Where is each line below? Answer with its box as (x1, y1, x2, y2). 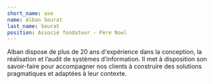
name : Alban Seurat (7, 16, 63, 23)
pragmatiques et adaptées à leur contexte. (7, 70, 127, 78)
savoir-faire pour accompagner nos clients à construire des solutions (7, 62, 202, 70)
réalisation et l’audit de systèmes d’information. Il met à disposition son (7, 55, 207, 64)
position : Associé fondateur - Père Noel (7, 29, 128, 36)
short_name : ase (7, 10, 53, 17)
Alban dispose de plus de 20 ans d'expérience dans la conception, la (7, 48, 202, 56)
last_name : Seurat (7, 23, 60, 29)
